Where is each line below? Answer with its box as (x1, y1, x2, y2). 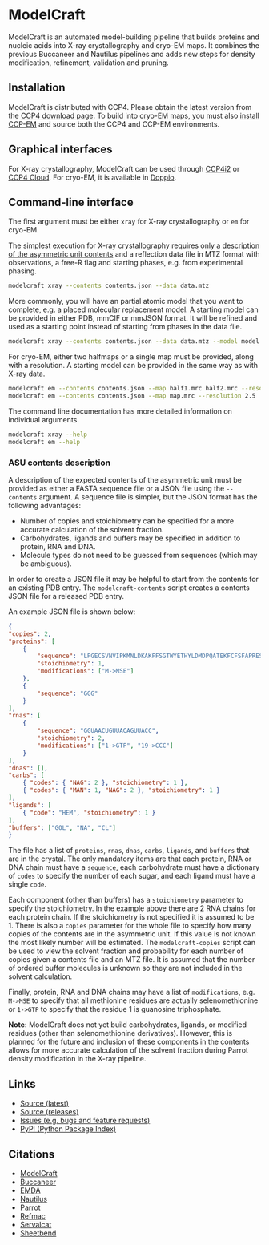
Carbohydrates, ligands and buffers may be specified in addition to (19, 533, 241, 543)
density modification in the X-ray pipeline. (8, 1054, 147, 1064)
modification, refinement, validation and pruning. (8, 58, 170, 67)
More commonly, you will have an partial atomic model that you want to (8, 297, 243, 306)
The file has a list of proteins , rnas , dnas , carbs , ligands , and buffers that (8, 846, 250, 855)
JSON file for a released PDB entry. (8, 591, 125, 600)
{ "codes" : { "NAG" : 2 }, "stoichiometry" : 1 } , (22, 779, 188, 787)
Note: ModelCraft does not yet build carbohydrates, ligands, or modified (8, 1020, 247, 1029)
